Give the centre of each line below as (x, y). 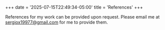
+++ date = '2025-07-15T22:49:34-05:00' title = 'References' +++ (74, 7)
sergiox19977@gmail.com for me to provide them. (57, 22)
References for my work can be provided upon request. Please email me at (82, 17)
